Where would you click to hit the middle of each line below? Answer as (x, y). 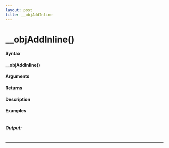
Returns (14, 88)
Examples (16, 111)
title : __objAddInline (29, 15)
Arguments (17, 76)
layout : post (19, 10)
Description (18, 99)
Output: (14, 128)
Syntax (13, 54)
